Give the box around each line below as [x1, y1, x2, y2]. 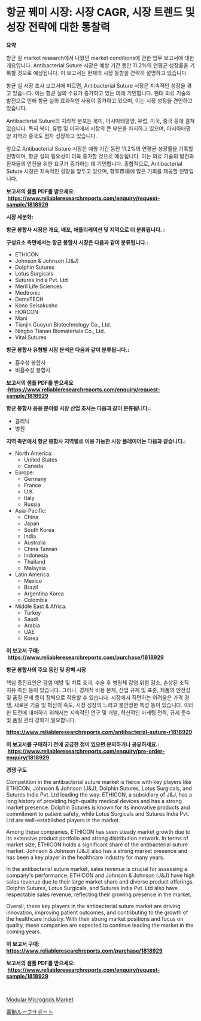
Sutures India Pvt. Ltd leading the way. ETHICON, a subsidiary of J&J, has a [6, 791, 193, 798]
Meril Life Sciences [14, 283, 63, 290]
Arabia [23, 622, 41, 629]
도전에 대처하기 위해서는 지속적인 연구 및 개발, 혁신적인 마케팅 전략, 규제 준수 [12, 709, 191, 716]
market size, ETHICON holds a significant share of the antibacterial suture [6, 841, 188, 848]
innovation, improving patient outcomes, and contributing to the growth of [6, 909, 188, 916]
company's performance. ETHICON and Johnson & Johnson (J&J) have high [6, 872, 195, 879]
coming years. [6, 928, 42, 935]
